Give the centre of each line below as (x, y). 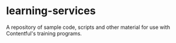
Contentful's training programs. (44, 33)
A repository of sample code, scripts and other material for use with (88, 27)
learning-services (51, 11)
